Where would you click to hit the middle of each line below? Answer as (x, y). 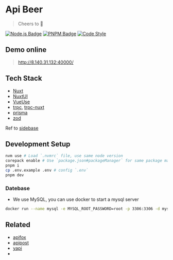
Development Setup (38, 144)
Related (18, 225)
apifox (20, 237)
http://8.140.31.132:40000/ (46, 62)
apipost (21, 243)
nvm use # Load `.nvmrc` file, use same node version (64, 156)
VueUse (21, 102)
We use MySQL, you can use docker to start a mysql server (76, 199)
